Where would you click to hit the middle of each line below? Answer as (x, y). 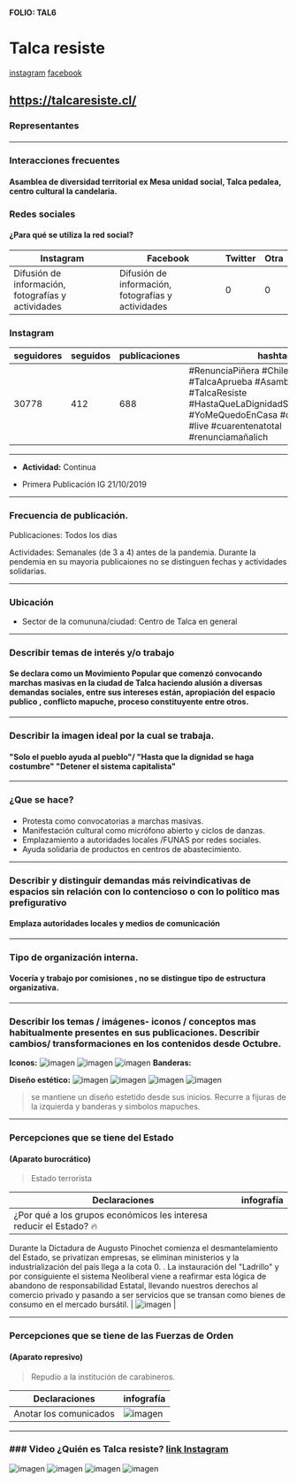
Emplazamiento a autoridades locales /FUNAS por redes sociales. (141, 840)
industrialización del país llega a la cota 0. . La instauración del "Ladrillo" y (145, 1267)
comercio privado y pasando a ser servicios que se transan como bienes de (147, 1295)
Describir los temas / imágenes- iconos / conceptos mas (133, 1021)
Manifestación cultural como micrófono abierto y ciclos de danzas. (143, 830)
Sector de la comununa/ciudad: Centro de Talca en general (129, 621)
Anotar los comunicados (64, 1413)
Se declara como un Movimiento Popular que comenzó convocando (136, 673)
